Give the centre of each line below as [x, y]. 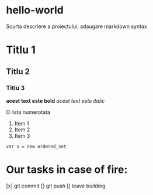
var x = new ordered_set [36, 147]
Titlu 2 [18, 72]
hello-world [35, 10]
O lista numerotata [28, 112]
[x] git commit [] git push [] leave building [56, 186]
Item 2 [22, 130]
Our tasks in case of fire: [67, 169]
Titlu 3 [15, 88]
